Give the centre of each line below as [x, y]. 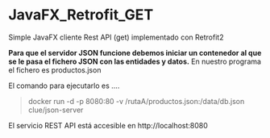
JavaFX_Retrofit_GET [81, 15]
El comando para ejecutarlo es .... [64, 86]
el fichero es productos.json [55, 69]
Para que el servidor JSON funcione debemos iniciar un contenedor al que [135, 52]
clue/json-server [56, 110]
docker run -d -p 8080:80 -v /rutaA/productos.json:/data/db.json [136, 101]
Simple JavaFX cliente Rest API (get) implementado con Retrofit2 [116, 37]
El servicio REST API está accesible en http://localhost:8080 [108, 125]
